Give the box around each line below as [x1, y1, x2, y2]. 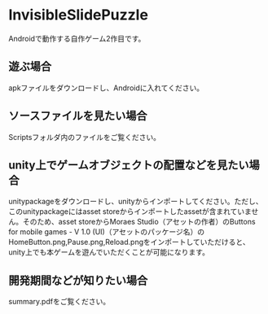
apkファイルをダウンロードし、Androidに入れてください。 [8, 83, 204, 93]
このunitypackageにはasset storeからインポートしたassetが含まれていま [8, 207, 252, 216]
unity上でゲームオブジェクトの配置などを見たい [8, 158, 250, 172]
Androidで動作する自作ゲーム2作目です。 [8, 33, 146, 43]
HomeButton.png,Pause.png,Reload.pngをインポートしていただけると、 [8, 238, 250, 247]
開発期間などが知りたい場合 [8, 273, 148, 287]
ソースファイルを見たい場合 [8, 109, 147, 123]
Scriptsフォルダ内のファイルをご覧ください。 [8, 132, 161, 142]
